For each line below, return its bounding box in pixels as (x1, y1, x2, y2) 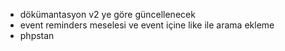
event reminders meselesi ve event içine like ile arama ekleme (19, 19, 275, 31)
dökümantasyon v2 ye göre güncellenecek (19, 9, 196, 20)
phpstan (19, 30, 55, 41)
